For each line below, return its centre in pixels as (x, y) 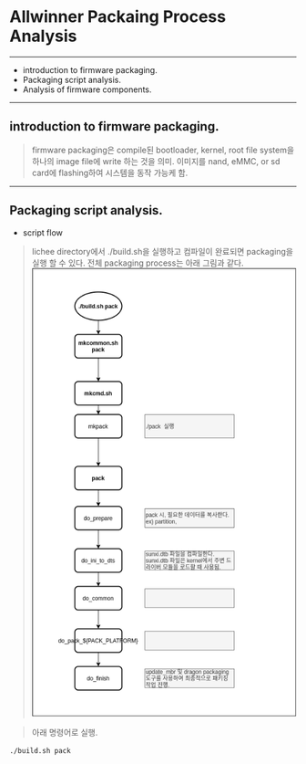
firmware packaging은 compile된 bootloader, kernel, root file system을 (163, 150)
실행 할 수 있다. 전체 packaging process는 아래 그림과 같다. (138, 263)
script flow (43, 232)
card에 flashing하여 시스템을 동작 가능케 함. (110, 173)
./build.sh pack (40, 750)
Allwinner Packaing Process (117, 17)
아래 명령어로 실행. (65, 732)
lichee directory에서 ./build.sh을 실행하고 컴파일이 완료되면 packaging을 (163, 251)
